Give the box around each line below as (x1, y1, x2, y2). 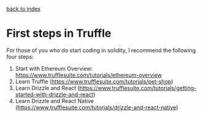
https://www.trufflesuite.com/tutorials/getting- (79, 84, 197, 91)
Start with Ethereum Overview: (15, 65, 93, 72)
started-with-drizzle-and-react (15, 91, 94, 98)
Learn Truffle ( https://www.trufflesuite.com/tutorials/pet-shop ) (15, 77, 174, 85)
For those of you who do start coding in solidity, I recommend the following (6, 46, 196, 54)
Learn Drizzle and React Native (15, 97, 94, 104)
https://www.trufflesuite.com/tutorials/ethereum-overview (15, 71, 163, 79)
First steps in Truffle (6, 27, 112, 40)
